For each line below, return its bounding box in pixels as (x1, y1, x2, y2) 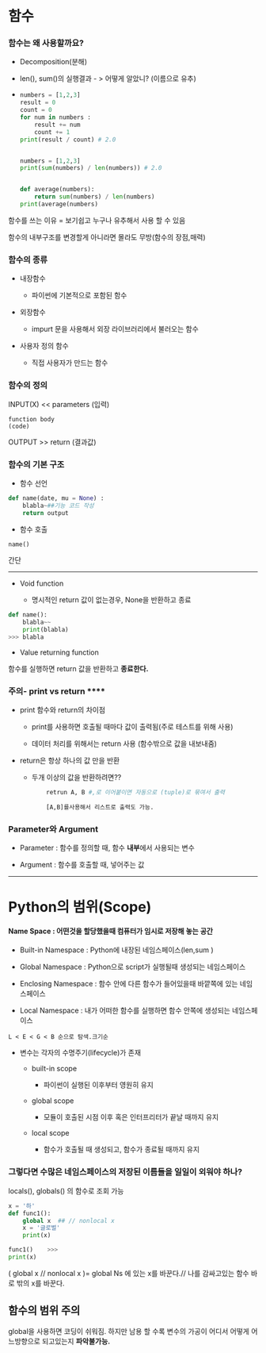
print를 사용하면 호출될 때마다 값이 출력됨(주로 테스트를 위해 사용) (31, 722, 234, 732)
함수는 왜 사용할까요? (8, 37, 85, 48)
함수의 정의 (8, 380, 48, 391)
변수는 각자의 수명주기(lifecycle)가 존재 (19, 1048, 141, 1058)
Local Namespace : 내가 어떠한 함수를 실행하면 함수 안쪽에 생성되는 (19, 1005, 231, 1016)
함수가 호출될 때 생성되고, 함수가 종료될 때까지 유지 (43, 1144, 200, 1155)
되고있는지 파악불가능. (42, 1336, 111, 1346)
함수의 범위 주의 (8, 1304, 81, 1317)
